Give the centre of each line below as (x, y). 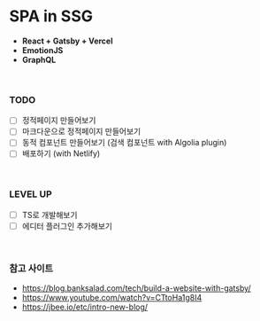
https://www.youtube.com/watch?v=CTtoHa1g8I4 (112, 298)
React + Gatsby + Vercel (67, 41)
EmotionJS (42, 50)
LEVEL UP (31, 194)
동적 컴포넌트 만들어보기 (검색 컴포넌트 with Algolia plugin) (124, 143)
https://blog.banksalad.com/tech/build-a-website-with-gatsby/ (137, 288)
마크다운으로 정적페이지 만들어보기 (81, 131)
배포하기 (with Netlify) (61, 153)
